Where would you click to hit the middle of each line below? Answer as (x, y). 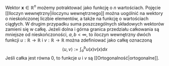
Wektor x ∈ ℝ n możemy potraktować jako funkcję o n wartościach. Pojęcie (83, 7)
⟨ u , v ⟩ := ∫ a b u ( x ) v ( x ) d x (85, 49)
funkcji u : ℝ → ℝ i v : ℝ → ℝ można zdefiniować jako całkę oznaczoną (79, 40)
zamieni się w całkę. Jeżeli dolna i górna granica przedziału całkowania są (82, 29)
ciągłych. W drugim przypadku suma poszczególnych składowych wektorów (85, 23)
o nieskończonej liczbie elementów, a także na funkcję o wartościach (77, 18)
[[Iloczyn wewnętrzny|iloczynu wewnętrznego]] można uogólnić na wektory (84, 13)
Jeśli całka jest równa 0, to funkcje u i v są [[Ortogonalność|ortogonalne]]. (82, 58)
